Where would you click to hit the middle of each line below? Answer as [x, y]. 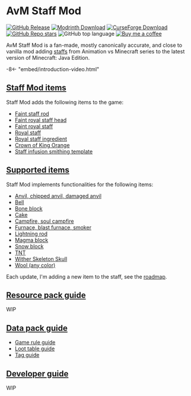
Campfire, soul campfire [44, 221]
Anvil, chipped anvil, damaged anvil [58, 196]
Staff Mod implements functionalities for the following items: [80, 184]
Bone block [28, 208]
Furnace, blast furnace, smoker [53, 227]
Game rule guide [35, 343]
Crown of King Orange [42, 145]
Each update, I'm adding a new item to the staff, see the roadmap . [87, 276]
